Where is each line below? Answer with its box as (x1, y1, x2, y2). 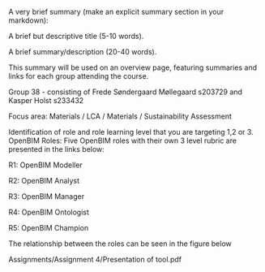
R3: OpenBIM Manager (8, 192, 85, 201)
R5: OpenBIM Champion (8, 223, 89, 232)
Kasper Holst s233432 (8, 96, 84, 105)
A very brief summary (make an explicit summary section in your (8, 7, 224, 16)
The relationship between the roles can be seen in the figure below (8, 239, 233, 248)
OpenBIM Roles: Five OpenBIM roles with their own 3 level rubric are (8, 136, 237, 145)
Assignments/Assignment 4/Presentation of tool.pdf (8, 255, 182, 264)
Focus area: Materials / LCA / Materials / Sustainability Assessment (8, 111, 233, 121)
